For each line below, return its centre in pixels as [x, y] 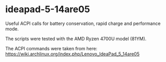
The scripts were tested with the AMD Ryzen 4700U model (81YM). [76, 39]
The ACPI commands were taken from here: [51, 48]
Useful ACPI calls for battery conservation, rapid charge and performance [83, 23]
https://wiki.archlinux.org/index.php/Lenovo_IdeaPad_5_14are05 [72, 54]
